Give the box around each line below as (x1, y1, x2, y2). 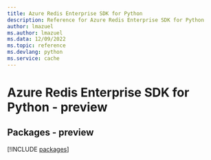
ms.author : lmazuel (7, 29, 63, 37)
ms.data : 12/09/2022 (7, 36, 67, 43)
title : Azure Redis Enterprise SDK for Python (7, 10, 143, 17)
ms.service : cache (7, 55, 60, 62)
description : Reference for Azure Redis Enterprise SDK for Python (7, 17, 205, 23)
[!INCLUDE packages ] (7, 145, 69, 153)
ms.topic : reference (7, 42, 67, 49)
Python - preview (7, 99, 108, 114)
